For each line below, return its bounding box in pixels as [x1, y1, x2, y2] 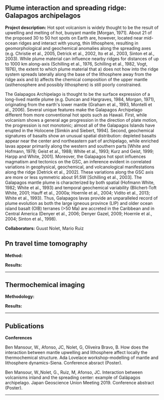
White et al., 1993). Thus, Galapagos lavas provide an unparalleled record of [5, 195, 158, 201]
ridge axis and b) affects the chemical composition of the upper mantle [5, 76, 148, 82]
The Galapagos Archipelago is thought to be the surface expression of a [5, 91, 150, 97]
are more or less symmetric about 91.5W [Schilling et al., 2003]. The [5, 174, 142, 180]
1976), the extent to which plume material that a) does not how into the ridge [5, 66, 159, 72]
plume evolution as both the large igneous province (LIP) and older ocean [5, 200, 153, 206]
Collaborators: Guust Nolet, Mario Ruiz [5, 225, 84, 231]
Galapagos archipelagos [5, 12, 81, 20]
